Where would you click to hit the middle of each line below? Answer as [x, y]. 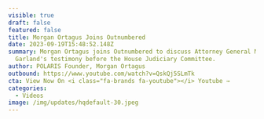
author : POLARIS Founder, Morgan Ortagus [77, 67]
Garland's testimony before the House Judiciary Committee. [115, 59]
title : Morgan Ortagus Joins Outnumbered [77, 37]
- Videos [29, 96]
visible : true [31, 15]
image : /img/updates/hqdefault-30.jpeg [73, 103]
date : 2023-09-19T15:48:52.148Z [61, 45]
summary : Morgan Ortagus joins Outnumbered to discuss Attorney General [130, 52]
